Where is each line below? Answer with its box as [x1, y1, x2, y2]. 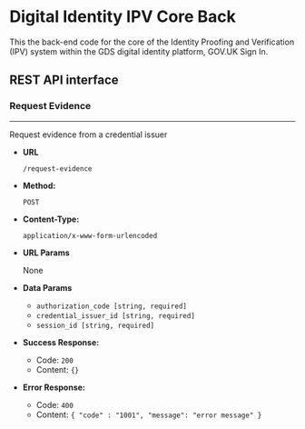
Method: [22, 180, 56, 191]
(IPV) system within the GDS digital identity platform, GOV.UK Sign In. [9, 45, 269, 56]
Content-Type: [22, 214, 80, 224]
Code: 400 [35, 399, 74, 410]
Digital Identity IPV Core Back [9, 6, 236, 27]
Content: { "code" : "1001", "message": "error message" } [35, 409, 262, 420]
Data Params [22, 282, 73, 293]
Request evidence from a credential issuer [9, 129, 168, 140]
